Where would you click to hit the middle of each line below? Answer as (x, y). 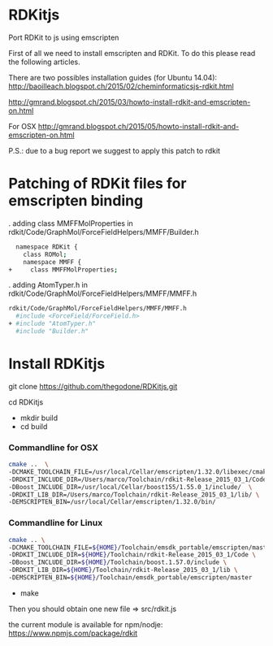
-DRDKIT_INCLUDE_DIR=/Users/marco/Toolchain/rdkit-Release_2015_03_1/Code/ (139, 479)
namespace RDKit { (47, 247)
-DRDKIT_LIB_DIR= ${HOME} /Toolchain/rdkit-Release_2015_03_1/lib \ (123, 570)
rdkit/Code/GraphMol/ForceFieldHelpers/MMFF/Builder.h (104, 232)
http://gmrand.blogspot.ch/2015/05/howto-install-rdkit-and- (139, 126)
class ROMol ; (45, 254)
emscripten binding (76, 201)
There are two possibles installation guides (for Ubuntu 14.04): (113, 77)
